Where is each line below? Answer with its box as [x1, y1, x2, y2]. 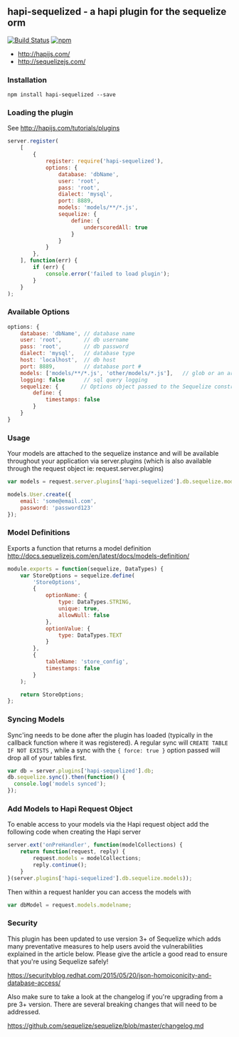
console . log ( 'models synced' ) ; [14, 780, 107, 787]
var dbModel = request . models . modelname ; [7, 901, 132, 909]
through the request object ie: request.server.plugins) [7, 464, 164, 473]
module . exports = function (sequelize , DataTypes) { [7, 565, 164, 573]
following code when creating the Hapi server [7, 827, 142, 837]
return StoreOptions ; [20, 691, 84, 698]
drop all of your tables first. [7, 753, 87, 762]
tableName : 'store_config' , [45, 658, 129, 665]
